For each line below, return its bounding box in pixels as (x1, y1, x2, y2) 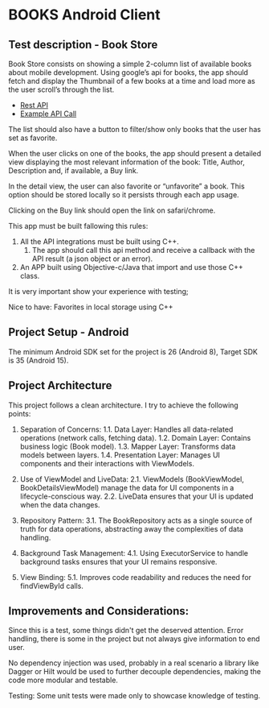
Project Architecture (8, 379, 112, 392)
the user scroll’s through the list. (8, 85, 115, 94)
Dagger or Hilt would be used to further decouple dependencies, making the (8, 667, 261, 677)
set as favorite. (8, 133, 58, 143)
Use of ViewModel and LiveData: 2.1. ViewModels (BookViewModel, (19, 474, 245, 484)
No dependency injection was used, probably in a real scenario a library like (8, 658, 259, 668)
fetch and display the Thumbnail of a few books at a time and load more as (8, 77, 255, 85)
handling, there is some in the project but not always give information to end (8, 634, 260, 644)
